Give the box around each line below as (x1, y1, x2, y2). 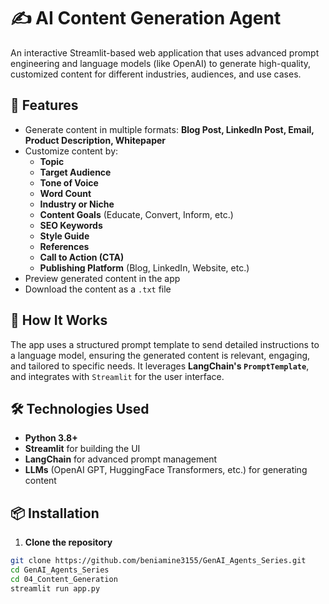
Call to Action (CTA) (39, 251, 125, 263)
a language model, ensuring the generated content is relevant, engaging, (10, 349, 311, 361)
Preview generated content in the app (24, 272, 181, 284)
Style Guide (39, 230, 90, 242)
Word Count (39, 187, 92, 199)
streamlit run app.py (10, 583, 101, 594)
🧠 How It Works (10, 312, 108, 329)
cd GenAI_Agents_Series (10, 565, 110, 575)
